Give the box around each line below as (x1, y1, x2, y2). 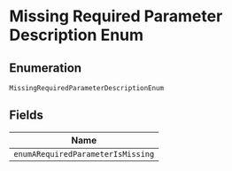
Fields (9, 108, 44, 123)
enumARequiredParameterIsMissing (13, 149, 155, 159)
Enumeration (9, 60, 82, 75)
